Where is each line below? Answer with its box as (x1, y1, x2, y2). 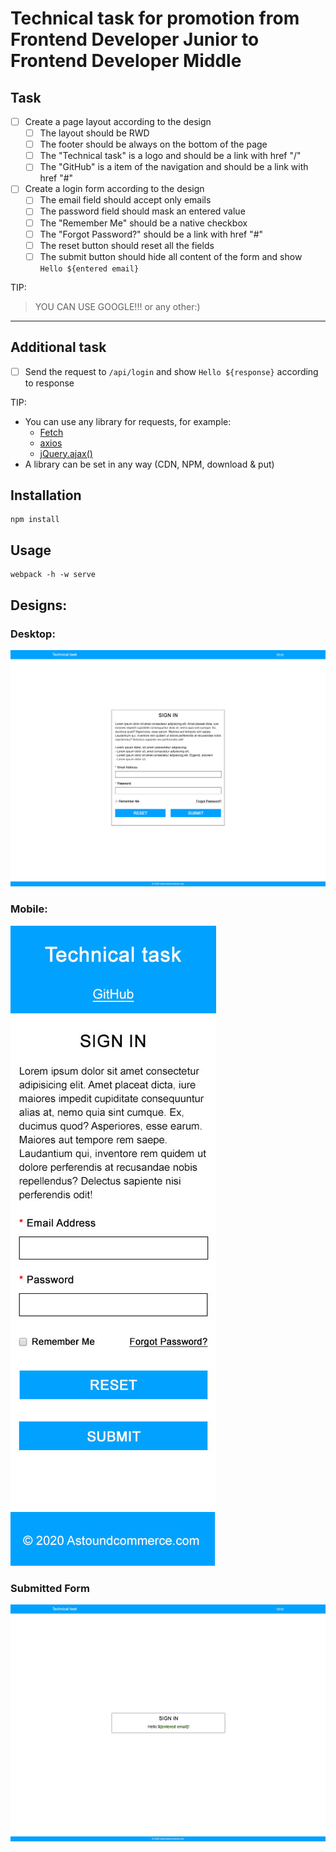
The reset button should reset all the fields (39, 239, 215, 251)
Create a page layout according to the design (24, 116, 212, 127)
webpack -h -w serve (10, 570, 97, 580)
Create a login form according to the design (24, 183, 205, 195)
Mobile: (10, 902, 48, 916)
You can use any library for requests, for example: (24, 415, 232, 427)
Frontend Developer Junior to (10, 28, 260, 51)
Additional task (10, 339, 107, 356)
